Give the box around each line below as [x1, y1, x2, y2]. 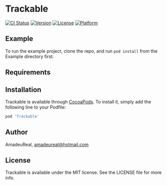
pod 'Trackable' [5, 114, 39, 119]
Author [5, 128, 28, 137]
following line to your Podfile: [5, 104, 66, 110]
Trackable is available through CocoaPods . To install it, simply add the [5, 98, 151, 104]
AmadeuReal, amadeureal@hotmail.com [5, 141, 89, 147]
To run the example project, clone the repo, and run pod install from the [5, 48, 158, 54]
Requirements [5, 68, 51, 77]
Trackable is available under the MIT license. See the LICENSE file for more [5, 169, 162, 175]
